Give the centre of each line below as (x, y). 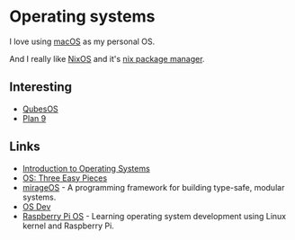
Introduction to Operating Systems (86, 168)
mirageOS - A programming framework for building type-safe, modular (153, 187)
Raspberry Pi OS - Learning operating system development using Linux (154, 216)
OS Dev (36, 206)
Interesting (40, 87)
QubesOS (40, 109)
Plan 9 (34, 118)
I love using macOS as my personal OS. (82, 41)
